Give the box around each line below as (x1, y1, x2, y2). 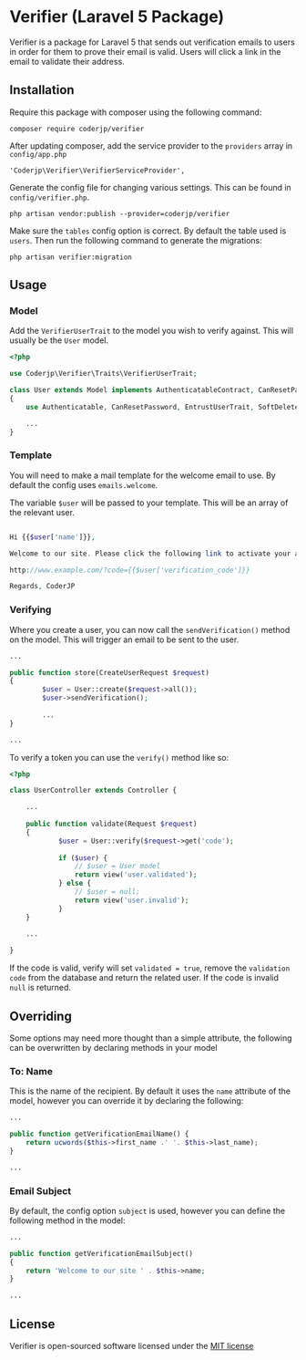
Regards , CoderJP (9, 582, 76, 591)
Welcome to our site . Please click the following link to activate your (9, 549, 291, 558)
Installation (9, 82, 75, 98)
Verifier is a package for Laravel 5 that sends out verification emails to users (9, 36, 296, 47)
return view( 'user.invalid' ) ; (74, 896, 189, 905)
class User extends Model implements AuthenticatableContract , (9, 386, 255, 395)
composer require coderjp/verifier (9, 124, 145, 133)
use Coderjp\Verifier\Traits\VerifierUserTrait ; (9, 369, 198, 379)
